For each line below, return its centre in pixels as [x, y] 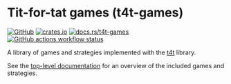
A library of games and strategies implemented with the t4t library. [102, 52]
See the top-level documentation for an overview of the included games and [116, 65]
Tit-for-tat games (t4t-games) [95, 13]
